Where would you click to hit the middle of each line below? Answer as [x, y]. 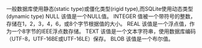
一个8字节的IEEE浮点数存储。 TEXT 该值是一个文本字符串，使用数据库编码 [104, 31]
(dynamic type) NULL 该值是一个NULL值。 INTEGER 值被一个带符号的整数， [101, 16]
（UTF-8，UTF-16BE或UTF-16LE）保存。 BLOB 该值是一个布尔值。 [90, 39]
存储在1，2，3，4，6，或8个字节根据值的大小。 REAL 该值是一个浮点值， [98, 24]
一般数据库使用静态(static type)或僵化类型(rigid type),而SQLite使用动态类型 [100, 9]
